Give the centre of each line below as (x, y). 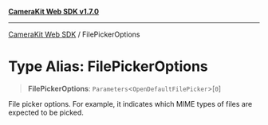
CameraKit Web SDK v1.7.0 (54, 12)
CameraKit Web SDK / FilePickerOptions (75, 34)
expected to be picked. (46, 112)
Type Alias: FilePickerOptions (108, 66)
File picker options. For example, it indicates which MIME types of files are (130, 104)
